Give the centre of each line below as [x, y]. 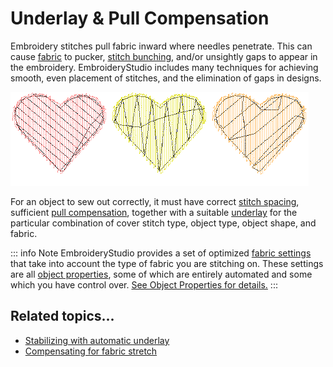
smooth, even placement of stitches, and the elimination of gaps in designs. [166, 78]
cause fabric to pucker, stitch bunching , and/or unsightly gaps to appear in [164, 56]
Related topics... [62, 316]
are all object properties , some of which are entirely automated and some [161, 274]
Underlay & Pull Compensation [140, 18]
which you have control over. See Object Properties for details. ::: [144, 284]
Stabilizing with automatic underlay [97, 340]
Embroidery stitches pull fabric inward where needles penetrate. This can [161, 46]
